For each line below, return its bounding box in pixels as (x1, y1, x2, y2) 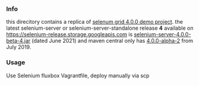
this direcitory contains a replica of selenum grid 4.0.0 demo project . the (6, 18, 183, 26)
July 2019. (6, 43, 31, 51)
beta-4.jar (6, 37, 31, 45)
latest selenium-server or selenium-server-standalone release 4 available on (6, 24, 194, 32)
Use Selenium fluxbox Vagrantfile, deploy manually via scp (6, 72, 150, 79)
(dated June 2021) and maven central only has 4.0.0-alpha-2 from (31, 37, 193, 45)
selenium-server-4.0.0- (133, 31, 191, 38)
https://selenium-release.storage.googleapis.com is (6, 31, 133, 38)
